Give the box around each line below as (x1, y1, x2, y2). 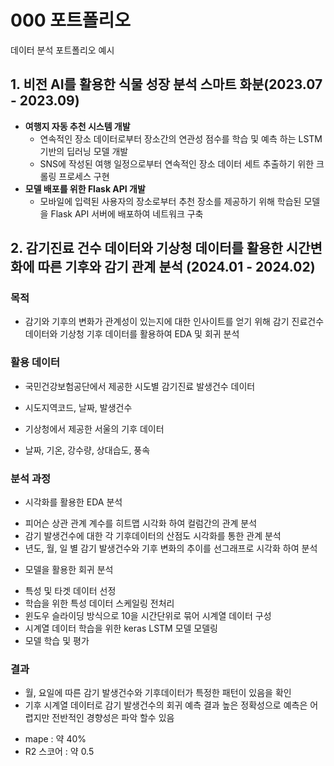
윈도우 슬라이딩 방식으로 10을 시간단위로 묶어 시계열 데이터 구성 (24, 610, 272, 622)
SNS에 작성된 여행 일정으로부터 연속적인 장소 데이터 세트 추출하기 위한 (39, 157, 315, 170)
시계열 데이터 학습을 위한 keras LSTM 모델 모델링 (24, 622, 219, 635)
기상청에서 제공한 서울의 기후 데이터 (24, 422, 165, 435)
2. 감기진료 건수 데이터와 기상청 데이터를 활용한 (10, 240, 283, 257)
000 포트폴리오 (10, 9, 132, 32)
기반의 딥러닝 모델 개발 (39, 145, 129, 157)
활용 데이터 (10, 356, 61, 370)
